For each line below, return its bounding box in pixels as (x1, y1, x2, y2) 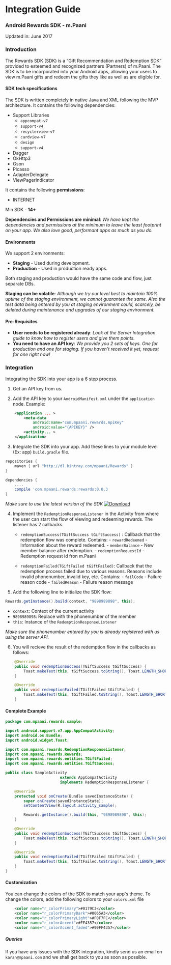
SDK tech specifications (5, 86, 58, 92)
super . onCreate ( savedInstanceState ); (23, 798, 103, 804)
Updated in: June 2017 (5, 33, 52, 39)
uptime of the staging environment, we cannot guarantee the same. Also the (5, 296, 166, 302)
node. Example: (12, 401, 46, 407)
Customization (5, 879, 37, 886)
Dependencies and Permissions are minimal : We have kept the (5, 216, 139, 222)
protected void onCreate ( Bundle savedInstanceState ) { (14, 793, 133, 799)
